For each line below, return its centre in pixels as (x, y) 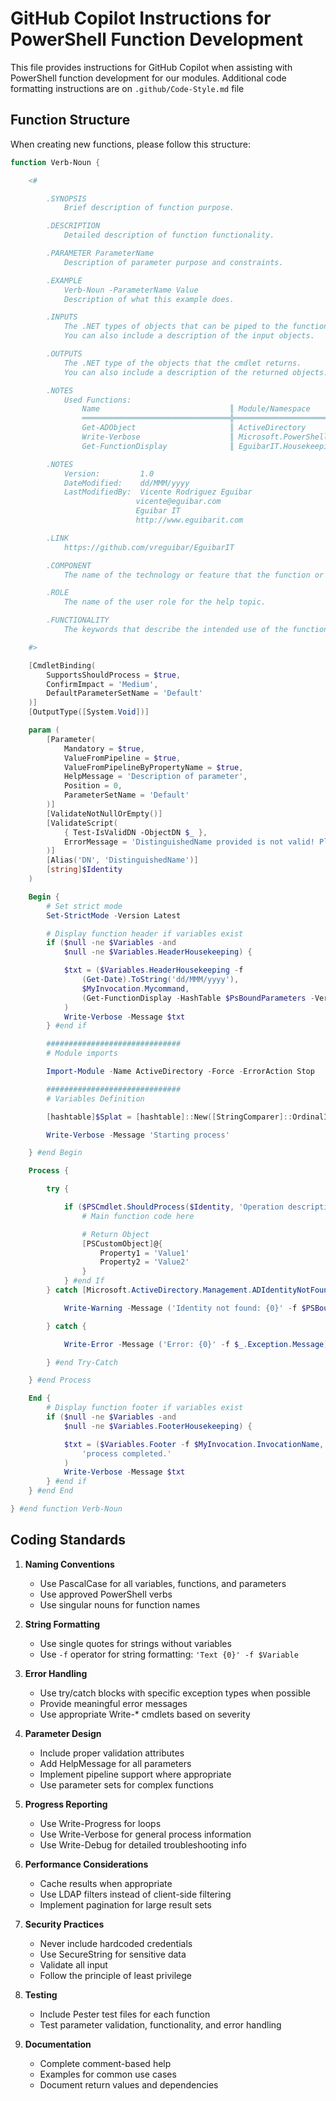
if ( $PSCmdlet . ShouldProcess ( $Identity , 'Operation (173, 1207)
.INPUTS (62, 317)
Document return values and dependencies (129, 2084)
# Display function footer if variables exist (145, 1408)
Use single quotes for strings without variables (135, 1643)
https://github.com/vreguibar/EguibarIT (149, 547)
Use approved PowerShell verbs (106, 1594)
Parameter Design (63, 1733)
